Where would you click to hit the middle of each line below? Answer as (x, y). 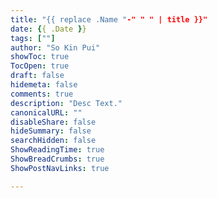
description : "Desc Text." (66, 103)
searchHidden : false (53, 141)
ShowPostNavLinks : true (60, 168)
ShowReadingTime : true (57, 150)
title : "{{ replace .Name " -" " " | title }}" (109, 19)
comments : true (42, 94)
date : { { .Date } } (48, 29)
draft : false (37, 76)
